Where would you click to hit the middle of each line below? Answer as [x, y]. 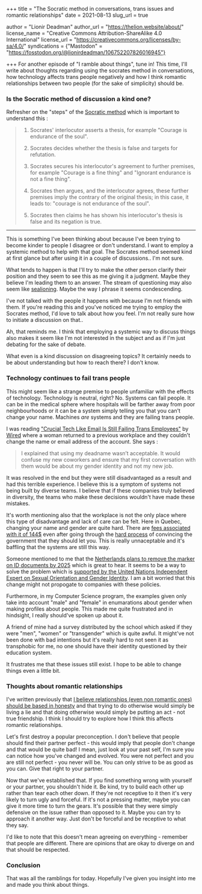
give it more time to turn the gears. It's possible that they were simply [92, 806]
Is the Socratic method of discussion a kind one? [79, 99]
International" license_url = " [41, 39]
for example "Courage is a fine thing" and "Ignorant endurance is [110, 173]
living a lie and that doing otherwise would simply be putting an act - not [96, 712]
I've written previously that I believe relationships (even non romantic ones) [99, 699]
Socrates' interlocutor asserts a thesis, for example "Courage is [109, 130]
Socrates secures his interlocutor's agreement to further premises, [112, 166]
